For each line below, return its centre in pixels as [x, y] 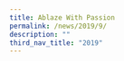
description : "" [40, 34]
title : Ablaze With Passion [62, 17]
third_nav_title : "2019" [56, 43]
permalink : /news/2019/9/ [58, 26]
